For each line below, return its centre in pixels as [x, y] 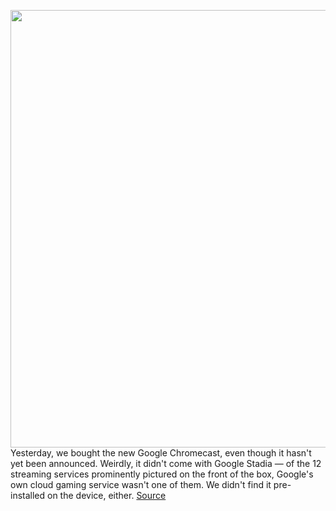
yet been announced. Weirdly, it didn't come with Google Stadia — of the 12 [166, 463]
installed [28, 495]
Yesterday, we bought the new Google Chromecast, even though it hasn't [161, 453]
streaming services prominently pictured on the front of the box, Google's [162, 474]
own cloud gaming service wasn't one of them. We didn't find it [141, 484]
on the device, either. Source [107, 495]
